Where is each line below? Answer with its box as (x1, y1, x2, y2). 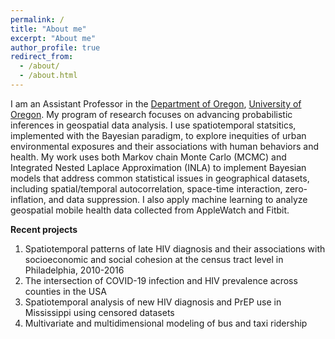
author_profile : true (10, 42, 101, 53)
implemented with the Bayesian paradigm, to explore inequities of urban (10, 129, 307, 141)
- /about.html (19, 71, 78, 81)
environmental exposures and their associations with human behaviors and (10, 140, 320, 152)
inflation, (10, 193, 47, 205)
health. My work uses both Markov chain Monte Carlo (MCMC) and (10, 151, 287, 163)
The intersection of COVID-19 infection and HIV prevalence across (24, 274, 298, 286)
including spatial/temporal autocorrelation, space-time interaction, (10, 182, 283, 195)
